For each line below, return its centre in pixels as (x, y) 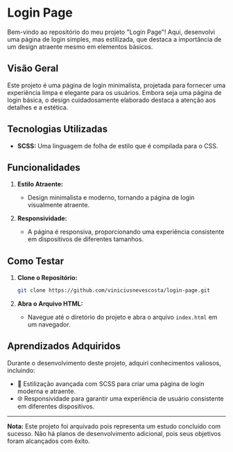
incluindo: (21, 370)
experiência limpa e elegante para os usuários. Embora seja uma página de (114, 92)
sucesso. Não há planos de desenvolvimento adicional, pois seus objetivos (114, 433)
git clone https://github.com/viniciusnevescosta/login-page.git (113, 290)
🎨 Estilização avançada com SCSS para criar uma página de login (111, 383)
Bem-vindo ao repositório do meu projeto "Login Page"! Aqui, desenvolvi (111, 32)
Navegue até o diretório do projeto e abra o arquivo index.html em (122, 318)
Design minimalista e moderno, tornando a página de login (111, 198)
